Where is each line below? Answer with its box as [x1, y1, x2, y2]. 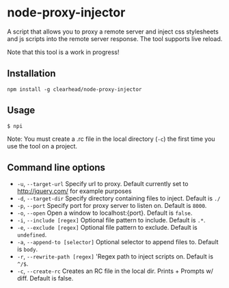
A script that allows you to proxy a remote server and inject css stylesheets [7, 27, 219, 36]
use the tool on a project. [7, 142, 77, 150]
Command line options [7, 161, 106, 173]
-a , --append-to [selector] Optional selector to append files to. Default [16, 238, 219, 246]
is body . [16, 245, 38, 254]
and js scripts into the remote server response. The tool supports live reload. [7, 34, 223, 42]
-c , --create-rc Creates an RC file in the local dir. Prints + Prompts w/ [16, 267, 213, 275]
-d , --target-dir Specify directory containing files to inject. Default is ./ [16, 194, 221, 202]
